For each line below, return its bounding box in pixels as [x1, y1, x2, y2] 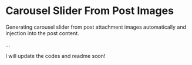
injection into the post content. [5, 29, 80, 36]
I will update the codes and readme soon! [5, 52, 106, 59]
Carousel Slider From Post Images [5, 4, 174, 18]
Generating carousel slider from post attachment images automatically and [5, 23, 186, 30]
